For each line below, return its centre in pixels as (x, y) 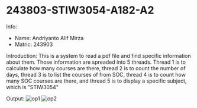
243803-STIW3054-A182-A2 (80, 10)
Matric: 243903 (34, 44)
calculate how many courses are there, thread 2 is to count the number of (96, 68)
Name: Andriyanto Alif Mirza (49, 38)
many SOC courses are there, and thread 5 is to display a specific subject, (96, 81)
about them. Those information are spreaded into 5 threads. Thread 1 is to (96, 62)
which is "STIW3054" (33, 87)
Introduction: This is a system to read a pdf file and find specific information (98, 55)
